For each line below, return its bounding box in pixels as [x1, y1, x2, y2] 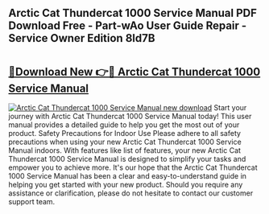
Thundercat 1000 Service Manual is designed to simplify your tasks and [8, 154, 246, 163]
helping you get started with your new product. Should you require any [8, 180, 243, 189]
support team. [8, 197, 56, 206]
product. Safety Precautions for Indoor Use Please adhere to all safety [8, 129, 242, 138]
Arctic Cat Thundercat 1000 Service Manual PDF [8, 6, 258, 20]
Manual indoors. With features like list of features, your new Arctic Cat [8, 146, 242, 155]
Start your [213, 103, 247, 112]
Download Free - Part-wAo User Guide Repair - [8, 19, 247, 33]
